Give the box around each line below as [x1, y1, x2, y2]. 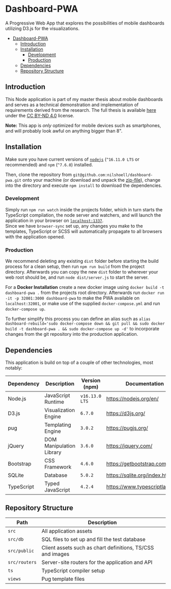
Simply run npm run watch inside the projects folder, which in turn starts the [5, 206, 163, 212]
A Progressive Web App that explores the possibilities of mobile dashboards [5, 20, 164, 26]
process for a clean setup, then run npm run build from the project [5, 263, 145, 269]
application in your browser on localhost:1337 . [5, 217, 104, 224]
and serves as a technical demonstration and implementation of [5, 102, 139, 108]
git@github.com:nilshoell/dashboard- [73, 172, 153, 178]
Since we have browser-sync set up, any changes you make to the [5, 223, 144, 229]
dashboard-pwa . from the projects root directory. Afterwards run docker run [5, 289, 164, 296]
